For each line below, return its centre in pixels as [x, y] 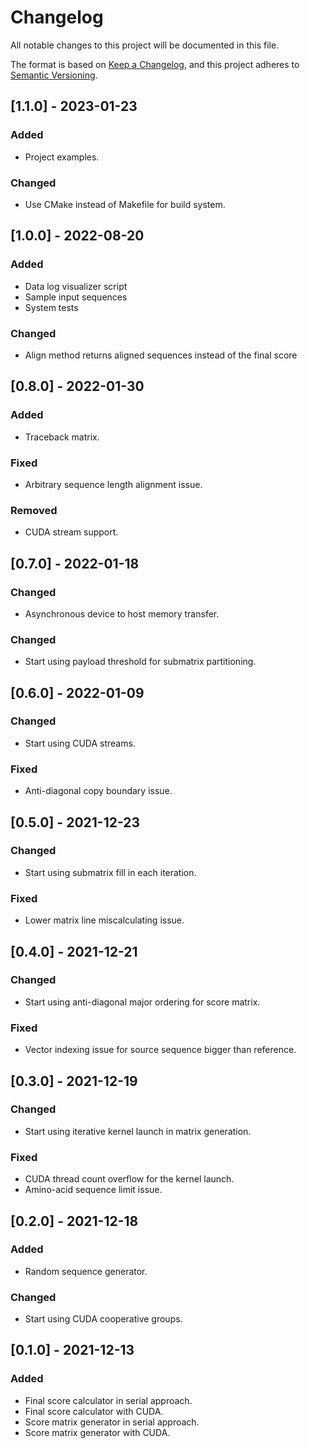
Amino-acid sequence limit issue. [93, 1190]
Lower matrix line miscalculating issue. [104, 920]
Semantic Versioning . [54, 75]
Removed [34, 510]
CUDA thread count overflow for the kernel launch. [129, 1179]
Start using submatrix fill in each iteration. [110, 872]
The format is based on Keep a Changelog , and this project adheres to [155, 64]
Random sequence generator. [86, 1271]
